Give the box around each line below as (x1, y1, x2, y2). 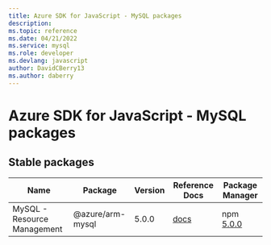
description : (8, 19, 52, 27)
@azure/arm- (73, 208, 127, 219)
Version (134, 185, 165, 196)
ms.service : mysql (8, 42, 70, 50)
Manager (222, 189, 258, 201)
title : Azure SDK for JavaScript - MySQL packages (8, 11, 182, 20)
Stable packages (8, 156, 95, 169)
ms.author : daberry (8, 72, 74, 80)
